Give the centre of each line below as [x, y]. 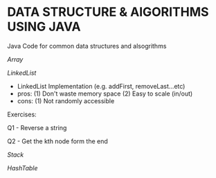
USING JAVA [44, 27]
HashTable [22, 168]
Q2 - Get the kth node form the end [58, 141]
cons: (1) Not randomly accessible [66, 100]
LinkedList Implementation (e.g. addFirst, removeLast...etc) [101, 86]
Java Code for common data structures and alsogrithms [87, 46]
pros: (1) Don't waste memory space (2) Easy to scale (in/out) [105, 94]
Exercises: [22, 114]
